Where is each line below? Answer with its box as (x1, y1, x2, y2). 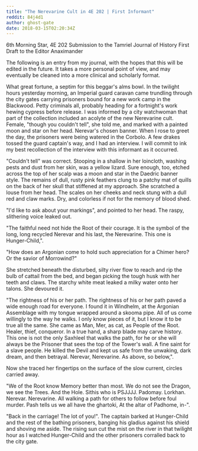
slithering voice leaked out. (6, 213, 72, 220)
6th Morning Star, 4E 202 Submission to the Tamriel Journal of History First (6, 41, 190, 49)
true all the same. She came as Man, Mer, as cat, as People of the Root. (6, 322, 180, 329)
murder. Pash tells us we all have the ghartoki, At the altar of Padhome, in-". (6, 401, 190, 408)
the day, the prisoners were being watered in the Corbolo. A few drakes (6, 134, 180, 141)
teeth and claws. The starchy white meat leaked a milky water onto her (6, 279, 178, 286)
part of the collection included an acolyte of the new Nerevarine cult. (6, 115, 174, 122)
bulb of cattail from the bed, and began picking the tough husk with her (6, 273, 180, 280)
